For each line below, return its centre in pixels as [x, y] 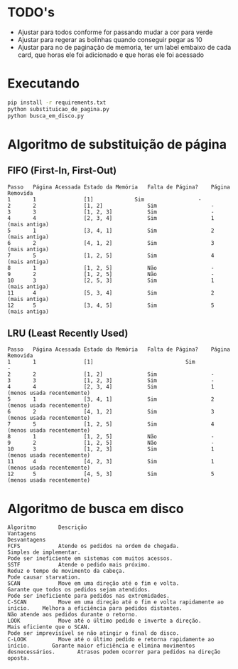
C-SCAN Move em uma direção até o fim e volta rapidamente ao [115, 602]
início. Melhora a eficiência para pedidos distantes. [95, 609]
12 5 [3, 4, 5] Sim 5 [111, 305]
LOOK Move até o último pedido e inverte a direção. [104, 621]
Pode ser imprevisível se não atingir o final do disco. [93, 633]
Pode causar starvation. [44, 577]
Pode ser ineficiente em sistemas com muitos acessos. [90, 559]
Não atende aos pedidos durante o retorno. [73, 615]
